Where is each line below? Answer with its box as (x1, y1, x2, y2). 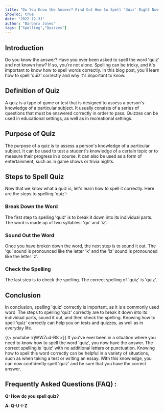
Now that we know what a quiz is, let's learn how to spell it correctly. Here (5, 185, 155, 192)
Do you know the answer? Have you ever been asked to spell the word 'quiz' (5, 57, 160, 62)
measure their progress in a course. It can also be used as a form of (5, 153, 142, 159)
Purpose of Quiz (5, 130, 56, 138)
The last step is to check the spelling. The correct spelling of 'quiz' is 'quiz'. (5, 277, 158, 283)
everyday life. (5, 325, 33, 331)
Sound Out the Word (5, 232, 55, 238)
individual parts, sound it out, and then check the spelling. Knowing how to (5, 315, 156, 321)
